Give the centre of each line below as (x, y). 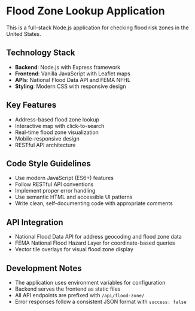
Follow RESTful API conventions (54, 184)
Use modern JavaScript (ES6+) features (64, 178)
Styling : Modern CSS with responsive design (70, 86)
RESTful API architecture (45, 145)
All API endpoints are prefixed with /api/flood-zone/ (80, 295)
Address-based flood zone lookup (57, 119)
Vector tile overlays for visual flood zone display (74, 249)
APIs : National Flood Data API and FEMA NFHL (72, 80)
